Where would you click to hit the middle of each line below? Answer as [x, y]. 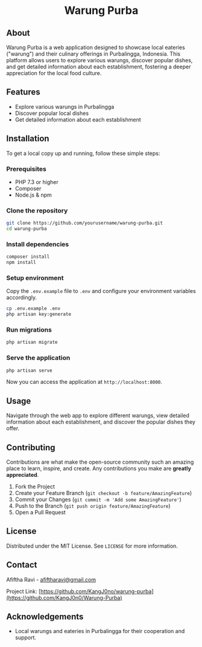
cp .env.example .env [33, 309]
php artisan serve [29, 370]
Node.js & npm [33, 195]
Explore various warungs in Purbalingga [65, 107]
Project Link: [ [24, 591]
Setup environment [35, 278]
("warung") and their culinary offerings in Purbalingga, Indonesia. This [93, 54]
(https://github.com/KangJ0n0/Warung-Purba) [64, 597]
